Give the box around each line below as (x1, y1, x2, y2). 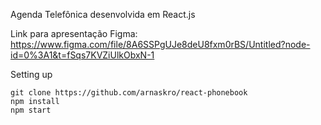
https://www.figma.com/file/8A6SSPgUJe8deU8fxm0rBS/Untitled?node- (10, 39, 311, 50)
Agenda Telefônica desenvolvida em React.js (10, 9, 196, 20)
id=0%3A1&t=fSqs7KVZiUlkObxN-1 (10, 49, 155, 61)
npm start (10, 105, 52, 115)
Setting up (10, 69, 53, 80)
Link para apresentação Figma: (10, 28, 138, 39)
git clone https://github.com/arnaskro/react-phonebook (10, 88, 248, 98)
